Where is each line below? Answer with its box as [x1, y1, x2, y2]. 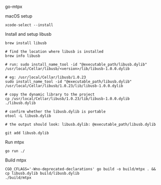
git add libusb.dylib [5, 131, 49, 136]
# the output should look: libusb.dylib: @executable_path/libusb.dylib [5, 122, 156, 127]
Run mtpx [5, 139, 24, 145]
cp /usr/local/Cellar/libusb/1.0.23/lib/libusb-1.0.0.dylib [5, 96, 130, 101]
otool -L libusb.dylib [5, 114, 51, 118]
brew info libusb [5, 53, 40, 58]
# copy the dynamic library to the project [5, 92, 95, 97]
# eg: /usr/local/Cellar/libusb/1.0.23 [5, 75, 86, 80]
